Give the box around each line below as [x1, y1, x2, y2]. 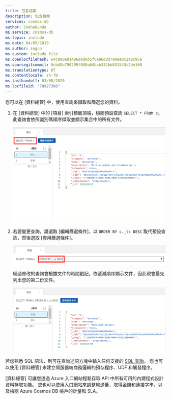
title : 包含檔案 [5, 8, 37, 13]
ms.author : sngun [5, 46, 42, 51]
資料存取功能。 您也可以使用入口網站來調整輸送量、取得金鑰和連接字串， [5, 382, 158, 388]
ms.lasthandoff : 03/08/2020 [5, 78, 65, 84]
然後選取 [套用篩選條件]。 [21, 234, 75, 241]
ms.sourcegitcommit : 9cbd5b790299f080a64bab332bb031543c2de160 [5, 62, 142, 67]
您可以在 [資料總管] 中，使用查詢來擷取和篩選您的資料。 [5, 99, 123, 105]
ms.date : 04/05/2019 [5, 41, 49, 46]
